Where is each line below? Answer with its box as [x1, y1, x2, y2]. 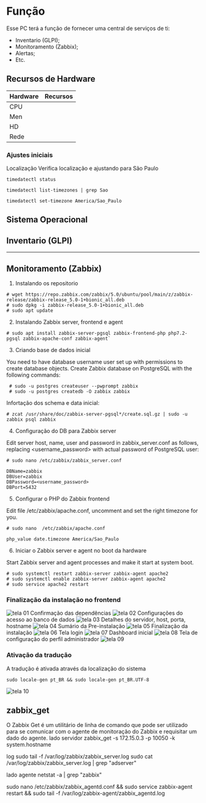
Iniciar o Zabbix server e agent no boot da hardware [15, 547, 147, 555]
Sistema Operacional [6, 215, 88, 225]
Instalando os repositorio [15, 280, 78, 287]
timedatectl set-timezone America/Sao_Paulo [6, 198, 122, 204]
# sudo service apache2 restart [6, 582, 89, 588]
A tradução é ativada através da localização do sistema [6, 664, 146, 672]
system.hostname [6, 741, 51, 748]
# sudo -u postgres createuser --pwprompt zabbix [9, 383, 139, 390]
